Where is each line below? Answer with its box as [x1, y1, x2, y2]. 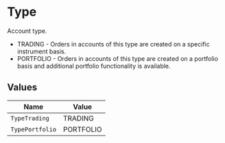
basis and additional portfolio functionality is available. [16, 62, 171, 70]
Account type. [7, 27, 47, 35]
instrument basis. [16, 47, 67, 55]
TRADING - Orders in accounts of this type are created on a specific [16, 40, 211, 48]
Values [7, 81, 38, 93]
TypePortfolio [10, 125, 57, 133]
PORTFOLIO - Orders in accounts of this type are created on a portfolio [16, 54, 218, 62]
